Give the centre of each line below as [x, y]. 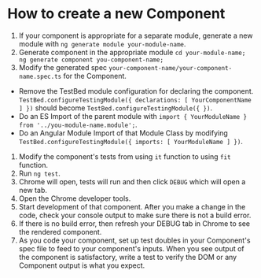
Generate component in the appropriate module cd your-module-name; [132, 52]
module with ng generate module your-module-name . [102, 43]
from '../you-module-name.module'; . [78, 124]
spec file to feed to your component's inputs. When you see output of [131, 248]
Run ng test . [39, 173]
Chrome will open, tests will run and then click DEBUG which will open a [132, 181]
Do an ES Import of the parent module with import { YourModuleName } [133, 116]
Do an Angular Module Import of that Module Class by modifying [123, 133]
